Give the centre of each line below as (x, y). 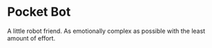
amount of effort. (31, 38)
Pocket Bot (39, 12)
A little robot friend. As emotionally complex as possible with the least (106, 31)
